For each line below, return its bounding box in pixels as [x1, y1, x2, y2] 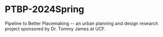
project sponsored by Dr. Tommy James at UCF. [5, 25, 106, 31]
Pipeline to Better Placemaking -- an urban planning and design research [5, 20, 159, 26]
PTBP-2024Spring [5, 4, 85, 15]
